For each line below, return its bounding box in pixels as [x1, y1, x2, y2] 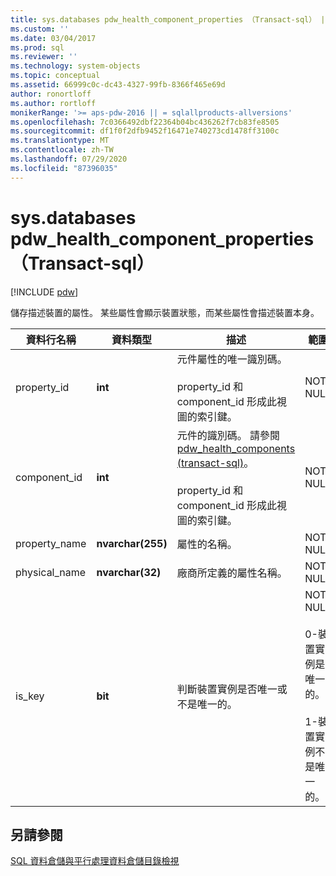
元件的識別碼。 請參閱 [176, 428, 280, 442]
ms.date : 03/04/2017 [10, 33, 97, 43]
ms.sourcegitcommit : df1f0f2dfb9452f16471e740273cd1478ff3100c [10, 126, 280, 136]
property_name [15, 536, 87, 550]
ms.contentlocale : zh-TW [10, 145, 114, 155]
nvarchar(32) [96, 565, 162, 579]
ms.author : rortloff [10, 98, 97, 108]
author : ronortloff [10, 89, 92, 99]
